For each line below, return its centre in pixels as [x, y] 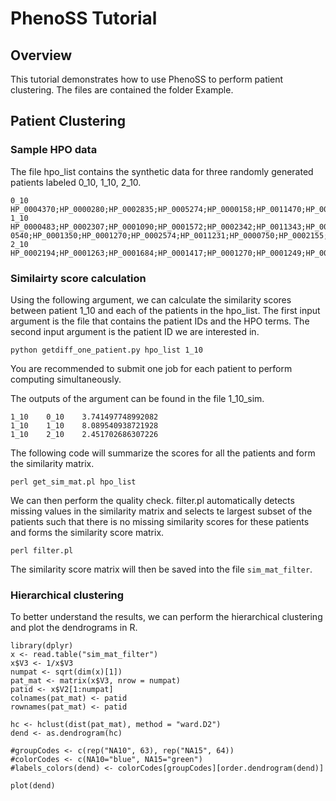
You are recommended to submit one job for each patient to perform [151, 368]
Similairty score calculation [78, 278]
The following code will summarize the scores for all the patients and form [163, 453]
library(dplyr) [42, 646]
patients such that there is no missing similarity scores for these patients [160, 521]
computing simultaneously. [66, 379]
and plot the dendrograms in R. [74, 628]
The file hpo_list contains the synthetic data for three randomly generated [162, 171]
